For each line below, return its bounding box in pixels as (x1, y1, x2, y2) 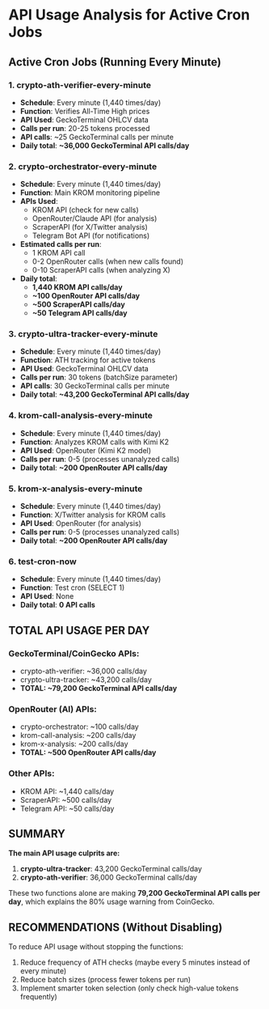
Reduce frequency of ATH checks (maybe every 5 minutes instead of (19, 957, 250, 968)
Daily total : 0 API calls (19, 600, 95, 610)
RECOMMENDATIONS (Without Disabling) (8, 920, 223, 934)
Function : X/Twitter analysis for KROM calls (19, 510, 166, 519)
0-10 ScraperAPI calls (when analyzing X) (32, 265, 171, 275)
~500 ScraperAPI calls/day (32, 299, 125, 309)
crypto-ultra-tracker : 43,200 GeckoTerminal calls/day (19, 864, 203, 874)
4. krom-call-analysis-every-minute (8, 410, 153, 422)
